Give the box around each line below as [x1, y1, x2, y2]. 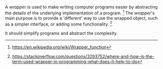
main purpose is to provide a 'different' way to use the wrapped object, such [5, 15, 158, 21]
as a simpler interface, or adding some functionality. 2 [5, 20, 113, 27]
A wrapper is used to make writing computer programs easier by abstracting [5, 4, 158, 10]
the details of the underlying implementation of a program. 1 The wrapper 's [5, 9, 155, 16]
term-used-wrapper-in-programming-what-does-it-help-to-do [12, 59, 138, 65]
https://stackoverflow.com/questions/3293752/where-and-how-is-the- [12, 54, 155, 59]
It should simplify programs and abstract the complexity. [5, 30, 118, 36]
